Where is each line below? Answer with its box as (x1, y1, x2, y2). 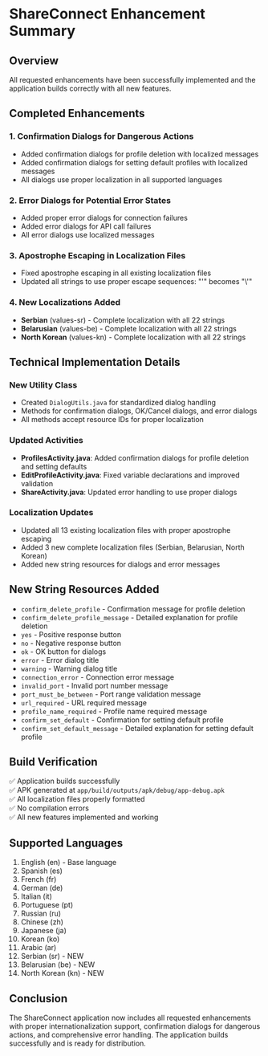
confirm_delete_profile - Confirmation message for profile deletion (20, 603, 246, 614)
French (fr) (20, 875, 57, 884)
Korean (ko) (20, 934, 60, 944)
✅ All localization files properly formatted (9, 794, 145, 804)
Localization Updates (9, 507, 94, 518)
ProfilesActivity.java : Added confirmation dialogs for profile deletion (20, 453, 250, 462)
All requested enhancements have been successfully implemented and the (9, 75, 256, 84)
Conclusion (9, 992, 68, 1005)
